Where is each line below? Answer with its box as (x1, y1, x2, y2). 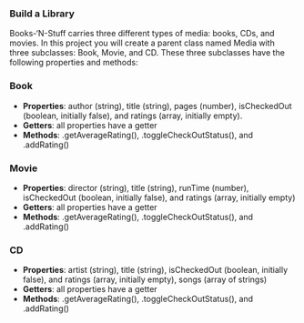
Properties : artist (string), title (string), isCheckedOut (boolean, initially (22, 265, 289, 276)
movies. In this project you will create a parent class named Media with (9, 37, 275, 48)
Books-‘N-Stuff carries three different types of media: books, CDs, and (9, 28, 275, 39)
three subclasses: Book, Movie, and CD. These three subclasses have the (9, 47, 285, 58)
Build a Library (9, 7, 76, 20)
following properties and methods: (9, 57, 138, 68)
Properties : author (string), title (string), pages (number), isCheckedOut (22, 100, 293, 111)
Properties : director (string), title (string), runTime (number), (22, 182, 249, 193)
